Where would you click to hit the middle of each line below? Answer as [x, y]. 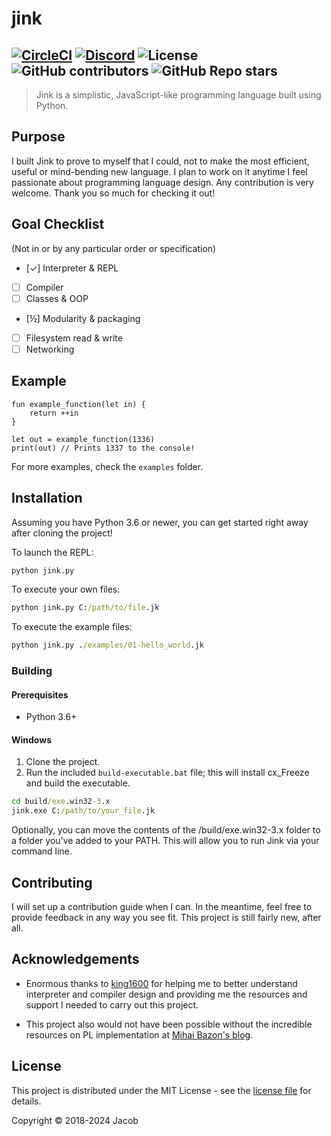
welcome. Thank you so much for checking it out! [113, 193]
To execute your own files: [66, 589]
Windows [31, 739]
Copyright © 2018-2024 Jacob [75, 1120]
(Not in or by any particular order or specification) [114, 248]
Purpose [38, 137]
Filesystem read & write [74, 338]
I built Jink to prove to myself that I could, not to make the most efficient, [160, 161]
